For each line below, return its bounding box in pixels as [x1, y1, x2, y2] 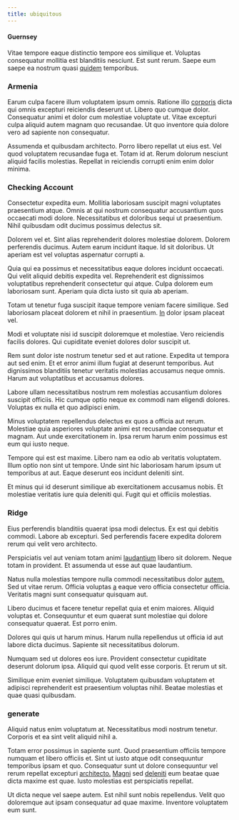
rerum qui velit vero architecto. [7, 539, 98, 548]
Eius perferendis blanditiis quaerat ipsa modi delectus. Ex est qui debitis [7, 524, 219, 533]
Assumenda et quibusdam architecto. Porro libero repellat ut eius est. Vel [7, 142, 223, 151]
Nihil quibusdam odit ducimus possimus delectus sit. [7, 221, 162, 230]
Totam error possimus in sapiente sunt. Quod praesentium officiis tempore [7, 746, 226, 755]
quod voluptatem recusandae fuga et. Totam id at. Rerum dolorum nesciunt [7, 149, 228, 158]
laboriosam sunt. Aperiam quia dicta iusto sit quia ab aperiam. [7, 287, 189, 296]
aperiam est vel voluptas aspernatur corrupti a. [7, 251, 146, 259]
